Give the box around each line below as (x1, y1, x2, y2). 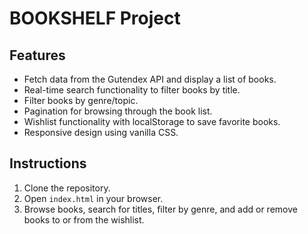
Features (9, 47, 66, 64)
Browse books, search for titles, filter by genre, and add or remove (23, 203, 298, 215)
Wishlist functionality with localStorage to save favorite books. (23, 116, 281, 127)
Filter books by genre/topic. (23, 95, 139, 106)
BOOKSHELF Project (9, 7, 181, 30)
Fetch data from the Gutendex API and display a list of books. (23, 73, 277, 85)
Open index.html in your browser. (23, 192, 164, 204)
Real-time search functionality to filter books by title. (23, 84, 241, 96)
